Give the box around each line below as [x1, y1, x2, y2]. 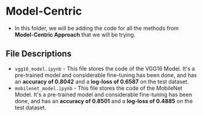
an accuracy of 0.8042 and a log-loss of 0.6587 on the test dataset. [14, 78, 189, 85]
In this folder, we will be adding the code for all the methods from [14, 24, 179, 32]
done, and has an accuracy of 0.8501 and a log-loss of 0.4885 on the [14, 97, 193, 104]
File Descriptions [6, 49, 72, 59]
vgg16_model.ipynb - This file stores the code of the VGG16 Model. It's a [14, 65, 195, 72]
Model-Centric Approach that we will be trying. [14, 31, 136, 38]
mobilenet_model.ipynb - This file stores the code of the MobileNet [14, 84, 183, 92]
